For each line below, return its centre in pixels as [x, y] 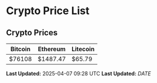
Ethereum [52, 49]
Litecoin [83, 49]
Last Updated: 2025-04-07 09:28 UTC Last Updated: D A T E [78, 74]
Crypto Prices [32, 33]
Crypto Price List [48, 11]
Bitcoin [21, 49]
